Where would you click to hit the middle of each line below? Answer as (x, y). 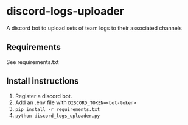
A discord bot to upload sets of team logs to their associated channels (94, 28)
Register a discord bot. (44, 96)
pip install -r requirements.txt (57, 109)
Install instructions (43, 81)
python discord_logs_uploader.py (57, 116)
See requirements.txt (33, 62)
